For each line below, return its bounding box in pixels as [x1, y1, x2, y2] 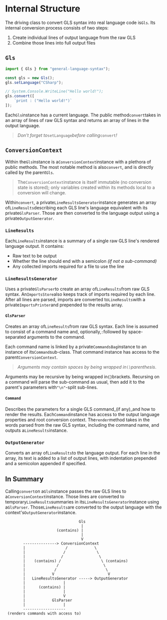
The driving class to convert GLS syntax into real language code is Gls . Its [5, 19, 156, 25]
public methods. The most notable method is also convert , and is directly [5, 164, 154, 170]
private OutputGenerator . [5, 215, 55, 221]
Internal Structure [5, 3, 81, 14]
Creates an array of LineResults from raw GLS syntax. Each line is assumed [5, 323, 159, 330]
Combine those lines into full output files [12, 39, 96, 45]
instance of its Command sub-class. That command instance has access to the [5, 349, 160, 355]
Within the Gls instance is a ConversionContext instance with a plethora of [5, 158, 151, 165]
